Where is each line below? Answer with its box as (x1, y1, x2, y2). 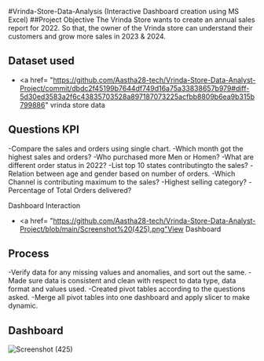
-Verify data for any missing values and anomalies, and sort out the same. (8, 268, 247, 277)
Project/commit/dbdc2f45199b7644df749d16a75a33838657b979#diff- (19, 83, 250, 93)
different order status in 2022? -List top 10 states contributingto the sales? (8, 160, 249, 170)
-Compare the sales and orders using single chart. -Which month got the (8, 144, 244, 153)
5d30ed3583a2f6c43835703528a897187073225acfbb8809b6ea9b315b (19, 92, 255, 101)
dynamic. (8, 301, 38, 311)
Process (8, 247, 49, 261)
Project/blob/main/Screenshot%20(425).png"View (19, 224, 185, 234)
